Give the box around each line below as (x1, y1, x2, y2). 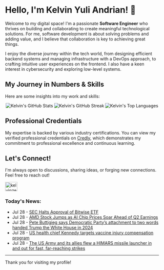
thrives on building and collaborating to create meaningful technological (5, 25, 150, 31)
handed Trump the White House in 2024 (12, 224, 93, 231)
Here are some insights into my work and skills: (5, 93, 100, 99)
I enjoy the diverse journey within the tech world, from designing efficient (5, 51, 152, 57)
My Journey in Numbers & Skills (5, 80, 104, 89)
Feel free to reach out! (5, 173, 50, 178)
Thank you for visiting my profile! (5, 259, 72, 265)
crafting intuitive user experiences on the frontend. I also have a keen (5, 61, 145, 67)
